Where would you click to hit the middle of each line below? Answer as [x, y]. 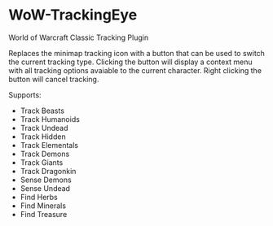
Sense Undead [45, 188]
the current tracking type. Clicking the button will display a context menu [130, 62]
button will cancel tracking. [54, 79]
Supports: [25, 94]
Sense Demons [46, 180]
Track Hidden [43, 137]
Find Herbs [39, 197]
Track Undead [44, 128]
